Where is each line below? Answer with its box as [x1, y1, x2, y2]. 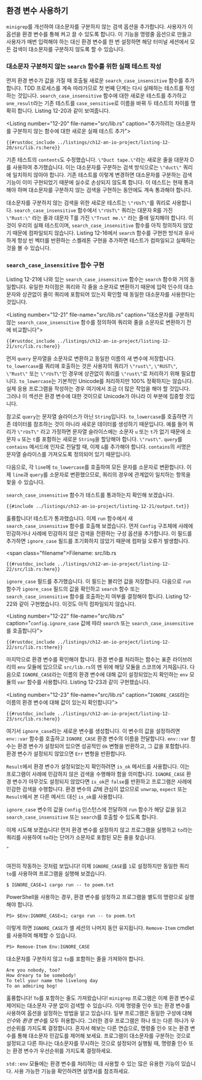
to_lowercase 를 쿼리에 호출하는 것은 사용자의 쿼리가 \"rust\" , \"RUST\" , [6, 363, 178, 370]
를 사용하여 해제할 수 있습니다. [6, 932, 77, 939]
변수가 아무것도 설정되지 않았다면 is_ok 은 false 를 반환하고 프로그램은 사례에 [12, 778, 192, 786]
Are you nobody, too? [6, 967, 61, 973]
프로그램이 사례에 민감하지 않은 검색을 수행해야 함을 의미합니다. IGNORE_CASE [6, 770, 185, 778]
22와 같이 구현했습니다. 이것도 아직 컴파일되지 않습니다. [6, 600, 136, 608]
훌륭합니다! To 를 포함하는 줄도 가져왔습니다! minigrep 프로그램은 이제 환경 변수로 [6, 994, 195, 1002]
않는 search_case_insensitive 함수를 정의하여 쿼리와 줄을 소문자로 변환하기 [6, 319, 185, 326]
